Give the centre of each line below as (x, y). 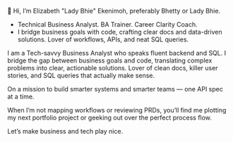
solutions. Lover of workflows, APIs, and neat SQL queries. (103, 39)
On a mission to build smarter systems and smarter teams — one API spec (115, 89)
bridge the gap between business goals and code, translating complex (110, 60)
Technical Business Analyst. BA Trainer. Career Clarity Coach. (107, 24)
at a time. (21, 96)
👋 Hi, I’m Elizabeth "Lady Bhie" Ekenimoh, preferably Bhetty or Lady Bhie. (114, 11)
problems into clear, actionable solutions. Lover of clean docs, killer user (113, 68)
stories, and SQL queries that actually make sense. (81, 75)
